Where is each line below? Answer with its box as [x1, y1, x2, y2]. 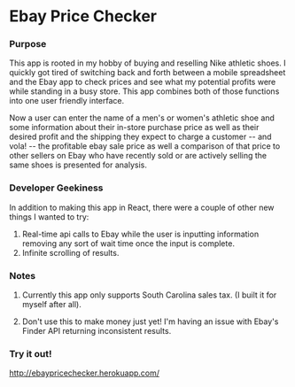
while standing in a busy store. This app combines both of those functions [9, 86, 280, 97]
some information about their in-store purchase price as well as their [9, 122, 260, 133]
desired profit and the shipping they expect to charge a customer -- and [9, 131, 272, 143]
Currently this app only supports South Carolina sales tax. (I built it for [21, 290, 277, 300]
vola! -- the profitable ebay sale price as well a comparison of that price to [9, 141, 281, 151]
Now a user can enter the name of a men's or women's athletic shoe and [9, 112, 275, 123]
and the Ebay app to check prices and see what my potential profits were [9, 77, 276, 88]
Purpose [9, 38, 47, 50]
